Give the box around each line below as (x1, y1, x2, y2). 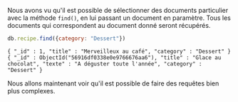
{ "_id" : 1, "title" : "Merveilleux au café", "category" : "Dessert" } (7, 48, 232, 55)
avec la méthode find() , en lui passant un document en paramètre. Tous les (7, 14, 232, 22)
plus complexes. (7, 86, 56, 95)
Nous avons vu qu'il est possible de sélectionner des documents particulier (7, 6, 229, 14)
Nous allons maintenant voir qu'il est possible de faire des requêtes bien (7, 78, 219, 88)
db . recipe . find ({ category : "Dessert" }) (7, 35, 126, 42)
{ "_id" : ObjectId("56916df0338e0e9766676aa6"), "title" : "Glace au (7, 53, 222, 61)
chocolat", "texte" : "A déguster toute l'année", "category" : (7, 60, 202, 67)
